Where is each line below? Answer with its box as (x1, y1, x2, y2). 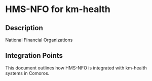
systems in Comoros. (5, 70, 50, 76)
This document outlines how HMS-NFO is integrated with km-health (5, 64, 147, 71)
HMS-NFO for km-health (5, 4, 110, 15)
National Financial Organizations (5, 37, 73, 43)
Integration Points (5, 51, 63, 60)
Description (5, 24, 43, 32)
